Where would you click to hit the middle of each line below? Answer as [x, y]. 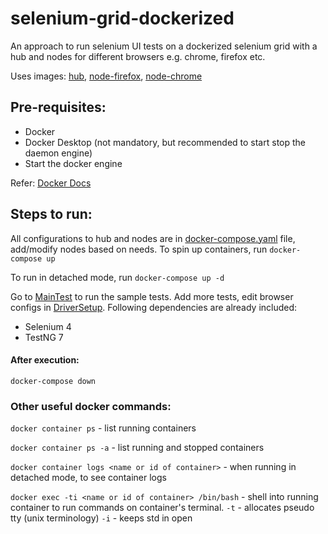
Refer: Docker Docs [51, 183]
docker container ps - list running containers [103, 428]
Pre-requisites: [58, 107]
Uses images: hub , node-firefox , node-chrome [106, 76]
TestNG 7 [44, 337]
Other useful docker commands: [91, 406]
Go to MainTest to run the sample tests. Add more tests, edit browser [152, 296]
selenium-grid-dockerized [122, 18]
